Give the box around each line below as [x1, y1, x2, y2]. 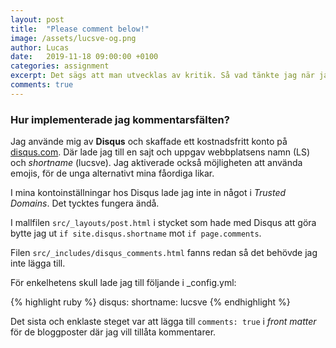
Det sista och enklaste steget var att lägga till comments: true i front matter [10, 316, 317, 328]
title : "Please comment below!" [10, 24, 150, 34]
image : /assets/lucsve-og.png [10, 33, 137, 43]
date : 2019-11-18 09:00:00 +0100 [10, 52, 159, 62]
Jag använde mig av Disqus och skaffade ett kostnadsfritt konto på [10, 136, 288, 148]
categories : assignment [10, 61, 110, 71]
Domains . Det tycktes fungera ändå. [10, 197, 160, 210]
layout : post [10, 14, 65, 25]
